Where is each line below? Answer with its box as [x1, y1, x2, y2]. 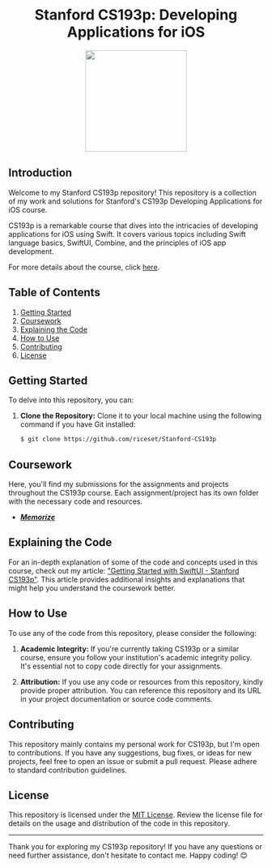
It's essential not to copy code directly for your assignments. [19, 661, 223, 671]
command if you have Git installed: [19, 419, 136, 429]
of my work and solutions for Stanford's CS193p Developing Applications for [8, 196, 263, 206]
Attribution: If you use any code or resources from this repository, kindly [19, 677, 264, 686]
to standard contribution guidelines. [8, 765, 128, 775]
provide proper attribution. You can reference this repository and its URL [19, 685, 261, 695]
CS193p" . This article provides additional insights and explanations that [8, 574, 245, 584]
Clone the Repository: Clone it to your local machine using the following [19, 411, 261, 421]
